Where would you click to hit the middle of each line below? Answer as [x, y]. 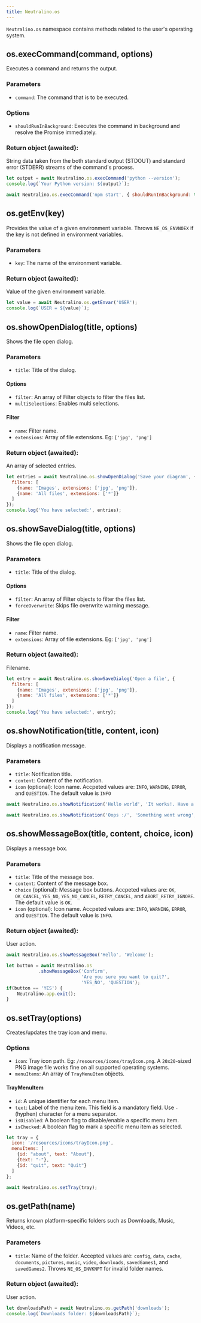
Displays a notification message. [46, 745]
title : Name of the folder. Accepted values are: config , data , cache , [98, 1256]
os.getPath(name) [41, 1206]
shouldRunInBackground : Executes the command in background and [98, 126]
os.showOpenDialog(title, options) [72, 327]
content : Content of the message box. [62, 883]
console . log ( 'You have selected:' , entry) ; [61, 713]
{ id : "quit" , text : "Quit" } [52, 1165]
